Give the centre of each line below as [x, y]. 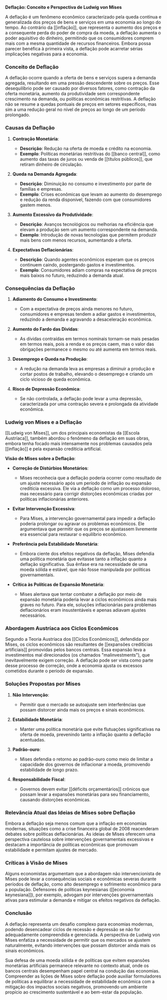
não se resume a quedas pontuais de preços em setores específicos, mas [81, 104]
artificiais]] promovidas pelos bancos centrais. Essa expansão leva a [76, 650]
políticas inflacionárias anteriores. [55, 499]
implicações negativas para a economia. [47, 54]
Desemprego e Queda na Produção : [50, 359]
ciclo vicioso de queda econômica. [56, 379]
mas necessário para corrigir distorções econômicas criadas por [86, 494]
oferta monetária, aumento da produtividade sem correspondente [73, 94]
